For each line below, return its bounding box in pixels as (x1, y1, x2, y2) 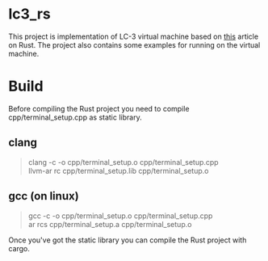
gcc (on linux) (8, 189, 79, 203)
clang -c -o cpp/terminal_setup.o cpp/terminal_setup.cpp (27, 157, 220, 166)
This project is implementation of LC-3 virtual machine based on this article (8, 32, 259, 41)
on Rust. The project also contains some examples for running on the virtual (8, 40, 261, 49)
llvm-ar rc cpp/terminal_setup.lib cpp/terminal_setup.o (27, 166, 209, 175)
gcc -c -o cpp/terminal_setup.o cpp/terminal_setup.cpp (27, 211, 213, 221)
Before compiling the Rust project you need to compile (8, 103, 190, 113)
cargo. (8, 243, 31, 253)
